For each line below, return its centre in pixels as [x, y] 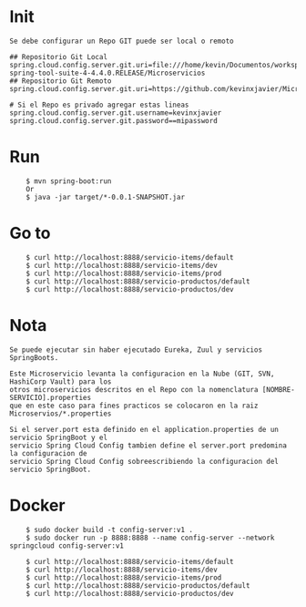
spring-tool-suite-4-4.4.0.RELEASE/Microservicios [107, 73]
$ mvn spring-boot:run [69, 181]
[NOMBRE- [279, 389]
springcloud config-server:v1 [67, 545]
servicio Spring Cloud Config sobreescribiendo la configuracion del [144, 461]
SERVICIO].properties [51, 397]
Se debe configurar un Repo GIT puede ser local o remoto [122, 41]
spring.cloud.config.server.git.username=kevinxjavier [116, 113]
